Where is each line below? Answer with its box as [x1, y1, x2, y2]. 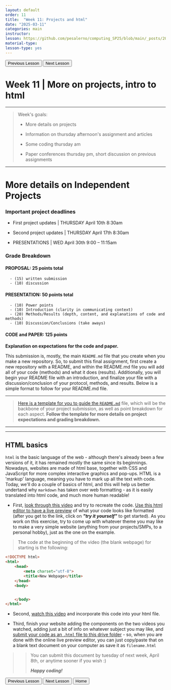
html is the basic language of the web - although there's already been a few [5, 454, 164, 461]
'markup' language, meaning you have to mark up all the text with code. [5, 476, 156, 482]
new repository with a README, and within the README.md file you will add [5, 363, 164, 370]
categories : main [5, 27, 42, 32]
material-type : [5, 41, 38, 46]
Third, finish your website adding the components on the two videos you [12, 620, 165, 627]
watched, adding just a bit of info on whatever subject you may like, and [12, 626, 164, 632]
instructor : [5, 31, 31, 36]
